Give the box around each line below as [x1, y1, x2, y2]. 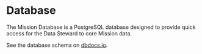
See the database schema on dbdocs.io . [6, 41, 108, 49]
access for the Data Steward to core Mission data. [6, 29, 132, 37]
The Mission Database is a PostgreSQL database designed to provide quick [6, 23, 197, 31]
